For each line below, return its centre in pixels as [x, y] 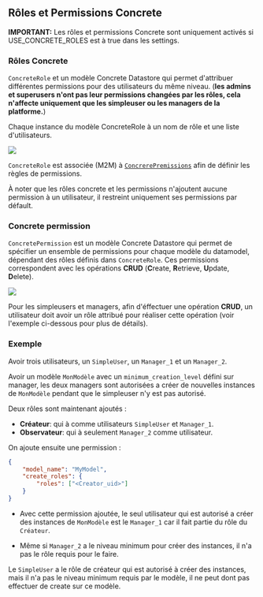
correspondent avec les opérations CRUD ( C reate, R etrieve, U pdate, [119, 268]
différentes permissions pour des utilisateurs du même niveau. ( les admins [130, 87]
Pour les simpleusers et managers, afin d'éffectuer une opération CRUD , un [131, 307]
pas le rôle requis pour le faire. [69, 554]
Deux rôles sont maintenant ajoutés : [68, 409]
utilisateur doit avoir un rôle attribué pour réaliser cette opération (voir [121, 315]
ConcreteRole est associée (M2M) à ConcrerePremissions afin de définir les [129, 166]
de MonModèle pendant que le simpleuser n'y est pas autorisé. [107, 393]
